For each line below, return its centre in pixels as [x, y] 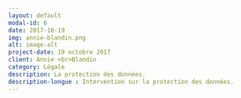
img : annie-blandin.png [47, 38]
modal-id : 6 [28, 23]
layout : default [35, 15]
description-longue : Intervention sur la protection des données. [121, 81]
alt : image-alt [33, 45]
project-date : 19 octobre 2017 [59, 52]
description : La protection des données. [77, 74]
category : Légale [37, 67]
